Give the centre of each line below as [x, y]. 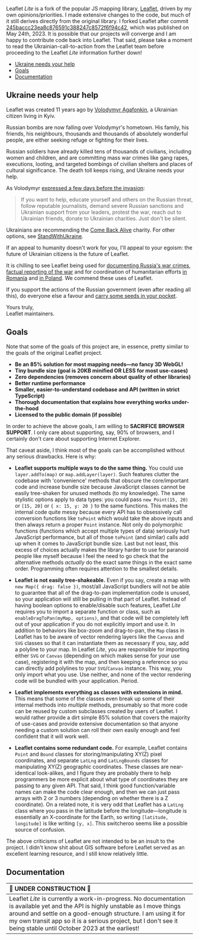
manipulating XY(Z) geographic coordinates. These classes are [92, 766]
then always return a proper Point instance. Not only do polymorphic [99, 524]
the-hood [27, 408]
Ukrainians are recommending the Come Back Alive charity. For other [91, 230]
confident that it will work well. [52, 736]
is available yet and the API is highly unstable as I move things [95, 906]
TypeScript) [30, 396]
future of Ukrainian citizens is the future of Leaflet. [68, 254]
